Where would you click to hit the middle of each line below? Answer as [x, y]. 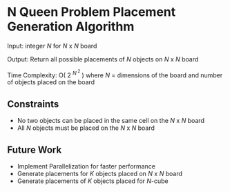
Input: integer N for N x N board [52, 46]
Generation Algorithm [71, 27]
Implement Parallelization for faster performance [86, 166]
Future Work [35, 150]
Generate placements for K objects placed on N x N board [100, 174]
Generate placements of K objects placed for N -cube [93, 181]
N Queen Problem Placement [92, 12]
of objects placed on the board [51, 82]
